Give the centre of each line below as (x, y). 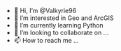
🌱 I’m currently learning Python (58, 25)
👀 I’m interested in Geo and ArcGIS (64, 18)
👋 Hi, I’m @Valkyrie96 (45, 11)
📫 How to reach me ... (46, 40)
